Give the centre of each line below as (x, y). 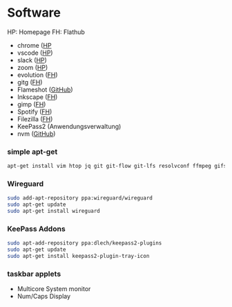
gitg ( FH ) (30, 82)
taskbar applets (34, 274)
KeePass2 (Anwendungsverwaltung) (69, 126)
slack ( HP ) (32, 60)
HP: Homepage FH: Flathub (46, 32)
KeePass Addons (36, 229)
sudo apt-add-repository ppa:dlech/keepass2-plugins (85, 243)
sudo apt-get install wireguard (54, 211)
